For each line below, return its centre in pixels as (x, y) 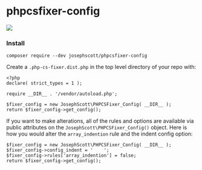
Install (16, 43)
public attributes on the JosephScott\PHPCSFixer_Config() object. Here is (97, 128)
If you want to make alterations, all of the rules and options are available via (100, 121)
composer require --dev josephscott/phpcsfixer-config (77, 56)
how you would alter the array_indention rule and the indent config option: (99, 134)
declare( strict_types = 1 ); (44, 83)
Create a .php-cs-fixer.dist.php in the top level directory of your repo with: (101, 67)
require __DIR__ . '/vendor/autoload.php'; (62, 94)
